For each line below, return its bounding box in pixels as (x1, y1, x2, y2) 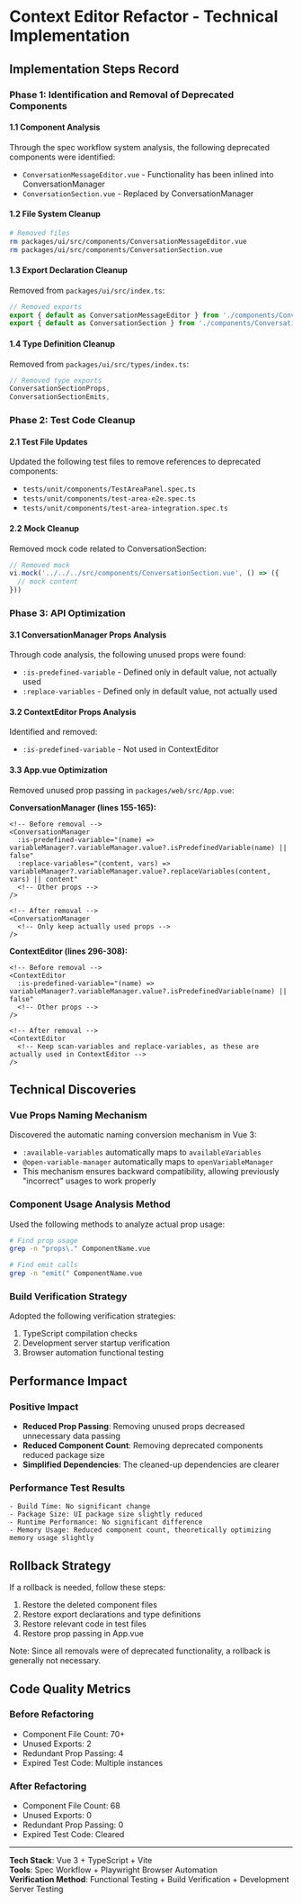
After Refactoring (9, 1780, 87, 1792)
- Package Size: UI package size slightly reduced (9, 1510, 203, 1519)
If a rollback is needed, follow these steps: (9, 1582, 166, 1593)
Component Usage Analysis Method (9, 1198, 171, 1210)
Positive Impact (9, 1400, 79, 1413)
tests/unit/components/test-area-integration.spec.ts (22, 504, 228, 513)
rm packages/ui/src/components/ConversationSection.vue (9, 245, 223, 254)
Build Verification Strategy (9, 1290, 128, 1302)
